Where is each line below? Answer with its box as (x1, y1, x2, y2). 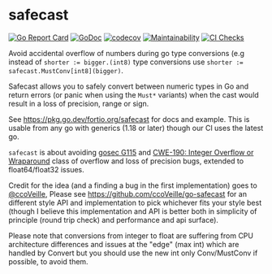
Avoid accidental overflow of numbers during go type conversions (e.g (8, 48, 245, 58)
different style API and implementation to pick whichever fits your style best (8, 198, 262, 207)
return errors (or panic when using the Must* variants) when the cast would (8, 89, 260, 99)
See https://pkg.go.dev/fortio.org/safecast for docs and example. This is (8, 114, 250, 124)
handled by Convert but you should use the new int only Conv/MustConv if (8, 248, 258, 258)
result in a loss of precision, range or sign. (8, 98, 149, 108)
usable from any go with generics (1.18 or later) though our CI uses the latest (8, 123, 264, 133)
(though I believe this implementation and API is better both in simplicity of (8, 206, 257, 216)
